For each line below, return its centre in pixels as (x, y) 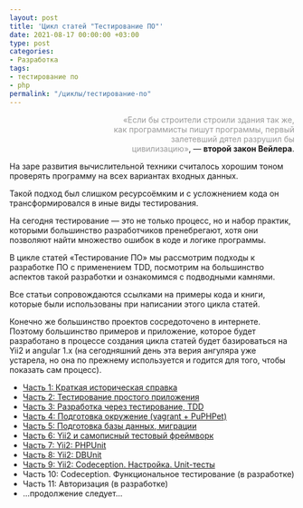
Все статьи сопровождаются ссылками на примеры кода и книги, (137, 294)
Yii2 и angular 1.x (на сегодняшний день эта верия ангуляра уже (133, 350)
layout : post (34, 18)
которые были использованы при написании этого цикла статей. (135, 304)
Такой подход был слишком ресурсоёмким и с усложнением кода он (144, 193)
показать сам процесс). (56, 369)
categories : (32, 52)
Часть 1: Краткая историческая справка (100, 387)
